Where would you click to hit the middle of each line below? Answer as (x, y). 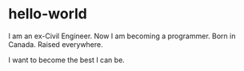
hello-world (48, 14)
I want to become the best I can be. (67, 60)
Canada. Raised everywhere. (56, 44)
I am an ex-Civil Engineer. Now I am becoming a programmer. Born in (122, 36)
